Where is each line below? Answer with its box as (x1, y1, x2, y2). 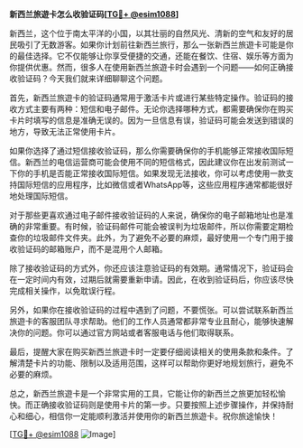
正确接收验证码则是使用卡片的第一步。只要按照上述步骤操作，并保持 (32, 399, 286, 410)
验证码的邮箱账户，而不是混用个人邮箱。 (16, 244, 168, 254)
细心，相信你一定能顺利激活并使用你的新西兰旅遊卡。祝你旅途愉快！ (24, 411, 278, 421)
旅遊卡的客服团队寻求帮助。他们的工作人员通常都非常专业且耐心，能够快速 (9, 316, 286, 326)
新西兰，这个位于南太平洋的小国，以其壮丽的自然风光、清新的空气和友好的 (9, 28, 286, 39)
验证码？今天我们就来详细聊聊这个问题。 (16, 73, 168, 84)
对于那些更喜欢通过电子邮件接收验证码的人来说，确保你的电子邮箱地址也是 (9, 210, 286, 220)
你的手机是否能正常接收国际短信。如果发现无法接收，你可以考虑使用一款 (16, 168, 286, 179)
